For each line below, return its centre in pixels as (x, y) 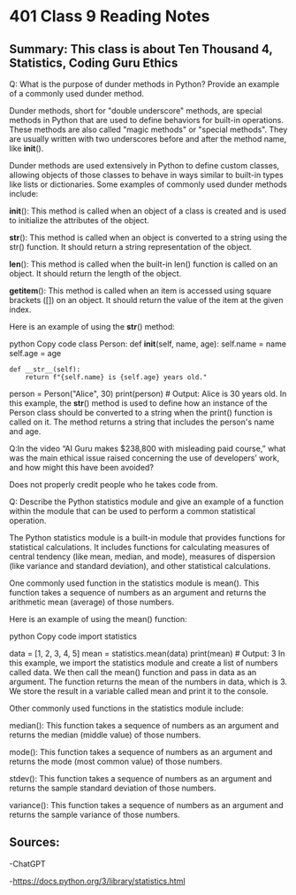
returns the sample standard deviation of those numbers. (113, 788)
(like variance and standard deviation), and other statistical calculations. (140, 566)
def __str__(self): (45, 370)
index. (20, 309)
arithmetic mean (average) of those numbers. (92, 602)
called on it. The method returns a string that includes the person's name (142, 422)
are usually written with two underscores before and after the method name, (148, 139)
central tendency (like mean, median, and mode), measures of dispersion (142, 556)
